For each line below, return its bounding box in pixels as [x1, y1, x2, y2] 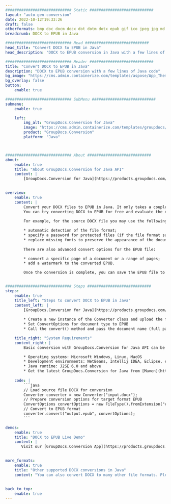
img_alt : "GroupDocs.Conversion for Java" [23, 120, 115, 125]
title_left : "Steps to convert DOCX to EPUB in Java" [14, 298, 131, 303]
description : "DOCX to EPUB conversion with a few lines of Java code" [5, 68, 160, 74]
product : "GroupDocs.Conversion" [23, 130, 95, 135]
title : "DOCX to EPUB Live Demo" [14, 435, 85, 440]
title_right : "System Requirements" [14, 335, 93, 341]
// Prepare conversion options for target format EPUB [23, 397, 142, 402]
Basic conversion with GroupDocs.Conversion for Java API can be [23, 345, 165, 350]
